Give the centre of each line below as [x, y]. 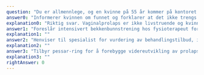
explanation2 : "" [28, 46]
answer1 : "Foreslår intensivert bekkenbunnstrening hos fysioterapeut [97, 29]
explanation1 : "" [28, 34]
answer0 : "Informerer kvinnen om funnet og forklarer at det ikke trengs [102, 18]
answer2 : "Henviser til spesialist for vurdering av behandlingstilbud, [100, 40]
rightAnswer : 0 [25, 62]
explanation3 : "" [28, 57]
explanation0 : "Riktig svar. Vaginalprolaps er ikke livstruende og [95, 23]
